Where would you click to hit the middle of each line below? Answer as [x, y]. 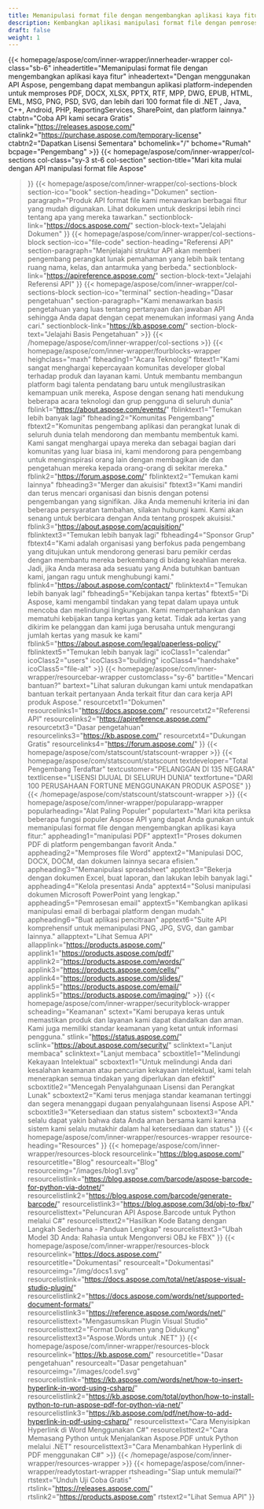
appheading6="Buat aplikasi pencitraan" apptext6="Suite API [127, 920]
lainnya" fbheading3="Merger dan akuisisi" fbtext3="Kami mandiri [135, 485]
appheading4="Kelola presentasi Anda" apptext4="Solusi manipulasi [139, 886]
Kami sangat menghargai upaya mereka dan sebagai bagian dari [132, 443]
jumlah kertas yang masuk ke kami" [85, 635]
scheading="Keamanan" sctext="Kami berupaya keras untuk [126, 1012]
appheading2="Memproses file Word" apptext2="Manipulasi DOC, [135, 853]
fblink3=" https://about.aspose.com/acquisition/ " [106, 527]
